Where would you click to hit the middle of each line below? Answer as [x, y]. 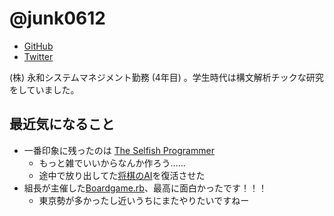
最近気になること [62, 124]
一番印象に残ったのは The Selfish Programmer [119, 150]
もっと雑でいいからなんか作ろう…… [112, 163]
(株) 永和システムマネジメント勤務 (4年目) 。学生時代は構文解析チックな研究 [166, 77]
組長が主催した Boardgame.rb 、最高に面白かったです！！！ [145, 188]
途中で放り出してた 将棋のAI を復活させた [122, 175]
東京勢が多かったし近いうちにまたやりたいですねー [144, 200]
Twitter [38, 56]
